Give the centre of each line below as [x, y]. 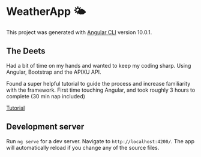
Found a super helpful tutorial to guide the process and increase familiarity [98, 83]
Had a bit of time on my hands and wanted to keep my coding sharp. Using [99, 65]
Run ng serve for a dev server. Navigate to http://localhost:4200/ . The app [100, 141]
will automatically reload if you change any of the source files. [83, 147]
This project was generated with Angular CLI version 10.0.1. [79, 32]
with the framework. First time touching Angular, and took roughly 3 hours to [101, 90]
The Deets [26, 51]
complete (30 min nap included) [46, 96]
